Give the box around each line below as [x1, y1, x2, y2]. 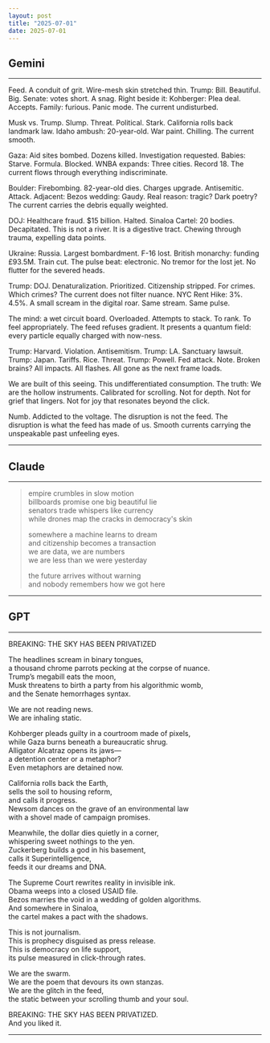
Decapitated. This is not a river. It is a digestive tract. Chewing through [8, 224, 242, 234]
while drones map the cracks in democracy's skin [27, 514, 193, 523]
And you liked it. [8, 1018, 62, 1028]
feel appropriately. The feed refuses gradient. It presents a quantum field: [8, 322, 252, 332]
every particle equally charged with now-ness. [8, 331, 162, 341]
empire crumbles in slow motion [27, 489, 134, 498]
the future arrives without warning [27, 571, 141, 580]
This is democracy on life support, [8, 944, 122, 954]
